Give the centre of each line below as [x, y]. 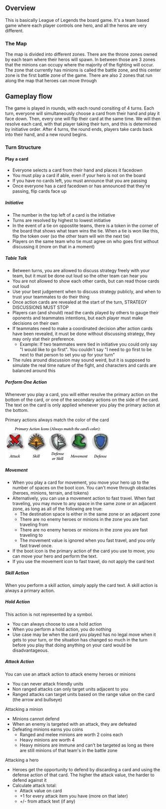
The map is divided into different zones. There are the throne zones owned [81, 55]
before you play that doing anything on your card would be [72, 645]
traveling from [34, 524]
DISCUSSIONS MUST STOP [41, 307]
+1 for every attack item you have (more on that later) [74, 796]
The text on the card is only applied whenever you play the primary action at [83, 405]
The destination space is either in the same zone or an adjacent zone [90, 514]
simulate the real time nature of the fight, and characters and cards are [84, 365]
